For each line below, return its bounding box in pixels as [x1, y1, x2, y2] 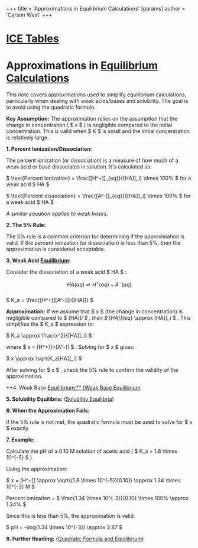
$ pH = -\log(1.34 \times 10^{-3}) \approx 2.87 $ [6, 523, 123, 531]
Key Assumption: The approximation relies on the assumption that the [6, 115, 178, 122]
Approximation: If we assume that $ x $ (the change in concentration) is [6, 307, 183, 315]
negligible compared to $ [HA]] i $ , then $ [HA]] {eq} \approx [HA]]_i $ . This [6, 314, 191, 321]
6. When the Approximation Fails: [6, 407, 90, 414]
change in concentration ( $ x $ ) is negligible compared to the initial [6, 121, 173, 129]
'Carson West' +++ [6, 11, 53, 18]
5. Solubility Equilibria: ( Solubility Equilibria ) [6, 395, 114, 403]
